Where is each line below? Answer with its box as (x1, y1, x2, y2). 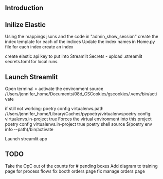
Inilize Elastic (5, 21, 46, 29)
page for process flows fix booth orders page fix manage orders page (5, 168, 145, 174)
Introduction (5, 4, 44, 12)
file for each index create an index (5, 44, 74, 50)
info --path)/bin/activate (5, 127, 54, 133)
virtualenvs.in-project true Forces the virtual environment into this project (5, 116, 152, 122)
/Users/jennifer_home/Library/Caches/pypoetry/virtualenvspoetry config (5, 111, 151, 117)
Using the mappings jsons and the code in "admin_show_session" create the (5, 34, 159, 40)
